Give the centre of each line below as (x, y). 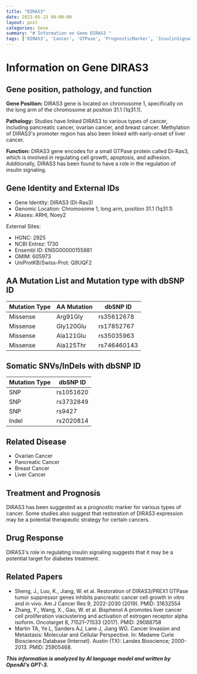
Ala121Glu (71, 336)
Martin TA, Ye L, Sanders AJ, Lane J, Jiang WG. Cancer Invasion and (97, 628)
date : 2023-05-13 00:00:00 (39, 17)
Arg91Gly (70, 316)
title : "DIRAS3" (26, 11)
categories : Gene (27, 28)
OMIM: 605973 (33, 256)
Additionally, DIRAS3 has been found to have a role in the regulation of (91, 164)
